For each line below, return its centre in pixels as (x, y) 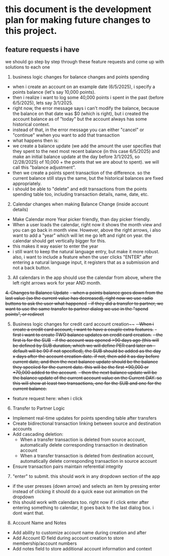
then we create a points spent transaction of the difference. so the (81, 173)
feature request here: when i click (47, 398)
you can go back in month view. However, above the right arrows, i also (87, 230)
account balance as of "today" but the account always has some (80, 119)
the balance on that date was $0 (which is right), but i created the (80, 113)
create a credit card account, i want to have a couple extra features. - (85, 329)
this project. (31, 31)
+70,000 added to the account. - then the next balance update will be (85, 372)
